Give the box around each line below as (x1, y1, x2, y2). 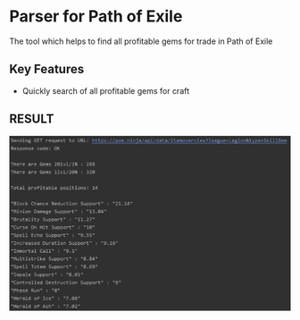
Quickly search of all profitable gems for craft (21, 85, 190, 96)
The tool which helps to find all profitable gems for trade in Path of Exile (9, 36, 273, 46)
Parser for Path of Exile (9, 6, 183, 27)
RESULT (9, 112, 54, 127)
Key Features (9, 62, 85, 77)
